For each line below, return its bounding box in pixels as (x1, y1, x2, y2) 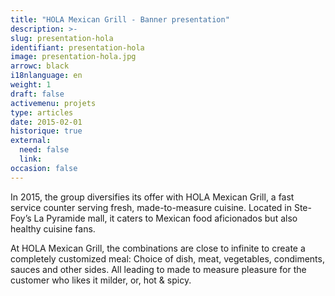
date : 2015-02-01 (10, 117, 83, 127)
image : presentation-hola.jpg (10, 52, 137, 62)
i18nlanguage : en (10, 71, 83, 81)
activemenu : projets (10, 98, 97, 108)
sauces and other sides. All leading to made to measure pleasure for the (10, 263, 307, 275)
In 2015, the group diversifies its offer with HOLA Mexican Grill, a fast (10, 191, 295, 203)
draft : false (10, 89, 65, 99)
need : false (19, 145, 70, 155)
